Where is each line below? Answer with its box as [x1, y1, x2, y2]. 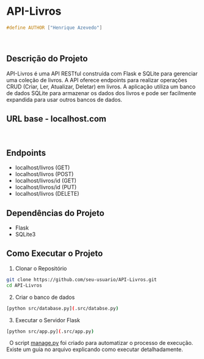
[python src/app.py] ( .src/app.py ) [6, 328, 95, 334]
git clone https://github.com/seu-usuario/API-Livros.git [6, 276, 157, 283]
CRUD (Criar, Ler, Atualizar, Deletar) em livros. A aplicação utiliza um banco [6, 83, 196, 90]
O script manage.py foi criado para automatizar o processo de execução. [9, 339, 194, 347]
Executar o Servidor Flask [15, 316, 81, 323]
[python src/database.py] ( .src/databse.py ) [6, 305, 119, 311]
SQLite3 [15, 231, 36, 238]
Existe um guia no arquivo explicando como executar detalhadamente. [6, 345, 183, 353]
